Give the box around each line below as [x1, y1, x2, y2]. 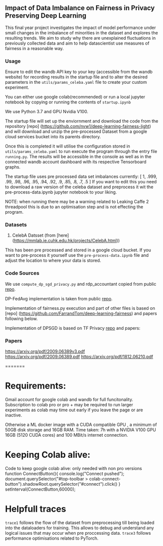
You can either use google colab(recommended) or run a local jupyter [5, 94, 145, 100]
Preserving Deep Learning [5, 12, 86, 20]
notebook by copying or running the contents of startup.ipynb [5, 99, 131, 105]
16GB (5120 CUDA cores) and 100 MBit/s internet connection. [5, 432, 128, 438]
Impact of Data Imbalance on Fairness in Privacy [5, 4, 155, 12]
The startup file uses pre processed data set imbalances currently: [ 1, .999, [5, 174, 158, 179]
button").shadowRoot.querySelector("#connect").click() [5, 481, 118, 487]
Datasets [5, 222, 27, 228]
